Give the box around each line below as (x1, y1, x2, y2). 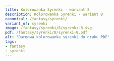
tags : (5, 39, 16, 44)
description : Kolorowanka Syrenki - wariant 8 (5, 12, 103, 17)
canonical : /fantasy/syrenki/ (5, 16, 68, 21)
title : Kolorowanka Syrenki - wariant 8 (5, 7, 90, 12)
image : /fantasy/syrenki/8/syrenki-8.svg (5, 26, 92, 30)
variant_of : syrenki (5, 21, 48, 26)
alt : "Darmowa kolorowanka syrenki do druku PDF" (5, 35, 110, 40)
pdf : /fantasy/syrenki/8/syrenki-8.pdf (5, 30, 88, 35)
